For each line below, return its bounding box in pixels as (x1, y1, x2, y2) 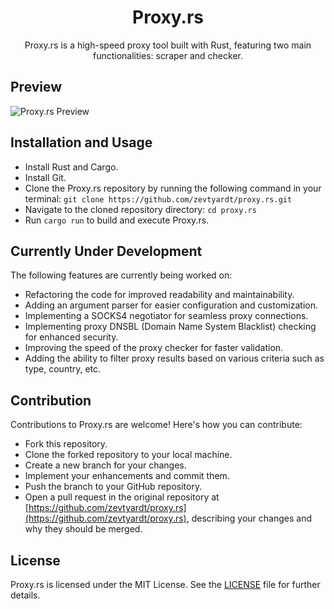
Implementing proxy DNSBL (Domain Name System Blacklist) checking (24, 321, 317, 333)
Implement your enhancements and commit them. (24, 470, 230, 482)
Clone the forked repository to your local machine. (24, 449, 233, 461)
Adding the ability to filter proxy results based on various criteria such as (24, 352, 325, 365)
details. (10, 589, 41, 601)
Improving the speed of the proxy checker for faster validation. (24, 342, 284, 354)
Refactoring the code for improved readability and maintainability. (24, 289, 295, 301)
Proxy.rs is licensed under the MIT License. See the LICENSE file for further (10, 579, 321, 590)
